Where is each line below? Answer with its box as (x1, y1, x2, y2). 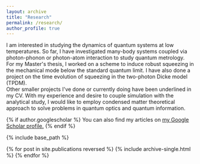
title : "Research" (6, 14, 52, 20)
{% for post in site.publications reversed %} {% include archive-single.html (6, 146, 191, 153)
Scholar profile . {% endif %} (6, 122, 76, 130)
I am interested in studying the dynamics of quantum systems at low (6, 42, 174, 49)
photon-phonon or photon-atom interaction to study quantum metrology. (6, 54, 185, 61)
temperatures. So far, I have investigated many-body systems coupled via (6, 48, 187, 55)
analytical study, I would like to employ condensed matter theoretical (6, 99, 175, 106)
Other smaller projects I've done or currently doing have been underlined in (6, 86, 192, 93)
